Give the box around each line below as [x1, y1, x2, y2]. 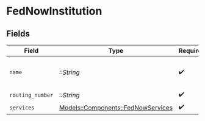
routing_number [9, 91, 54, 99]
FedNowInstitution [6, 4, 103, 18]
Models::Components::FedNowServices [59, 103, 173, 112]
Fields [6, 29, 31, 39]
